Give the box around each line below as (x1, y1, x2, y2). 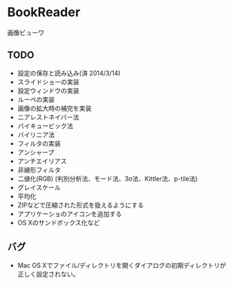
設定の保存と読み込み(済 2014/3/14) (17, 68, 121, 77)
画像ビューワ (7, 28, 44, 37)
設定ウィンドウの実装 (17, 86, 79, 95)
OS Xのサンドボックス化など (17, 218, 100, 227)
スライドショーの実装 (17, 77, 79, 86)
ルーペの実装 (17, 95, 55, 103)
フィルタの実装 (17, 139, 61, 148)
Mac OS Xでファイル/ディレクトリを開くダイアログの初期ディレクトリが (17, 261, 227, 270)
